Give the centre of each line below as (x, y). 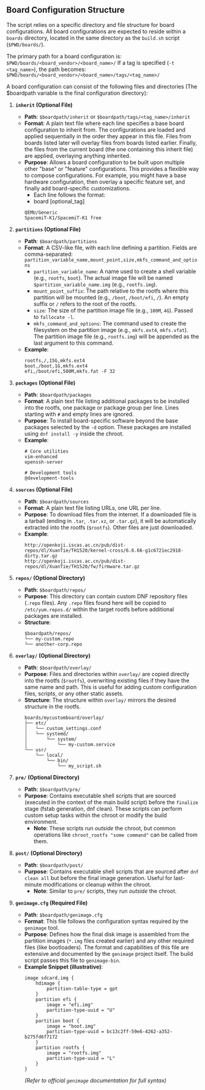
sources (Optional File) (44, 489)
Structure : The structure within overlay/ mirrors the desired (100, 700)
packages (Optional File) (45, 383)
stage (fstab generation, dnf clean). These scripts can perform (103, 808)
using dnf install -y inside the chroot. (74, 434)
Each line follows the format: (69, 195)
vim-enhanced (41, 457)
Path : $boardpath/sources (57, 501)
